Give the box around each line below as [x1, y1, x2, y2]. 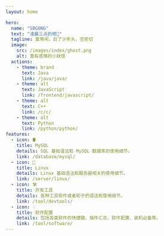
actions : [11, 58, 33, 65]
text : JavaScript [21, 86, 65, 93]
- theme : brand [16, 64, 54, 70]
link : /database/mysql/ [16, 154, 76, 160]
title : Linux [16, 165, 49, 171]
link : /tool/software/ [16, 220, 73, 227]
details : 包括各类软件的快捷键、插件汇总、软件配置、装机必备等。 [16, 215, 161, 221]
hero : [5, 19, 19, 26]
